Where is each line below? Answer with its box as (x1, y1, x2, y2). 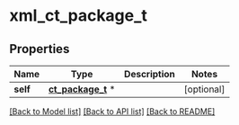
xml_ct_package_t (9, 5, 148, 26)
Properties (9, 41, 70, 57)
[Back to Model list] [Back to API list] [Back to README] (9, 106, 216, 117)
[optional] (183, 83, 226, 95)
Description (124, 68, 175, 80)
